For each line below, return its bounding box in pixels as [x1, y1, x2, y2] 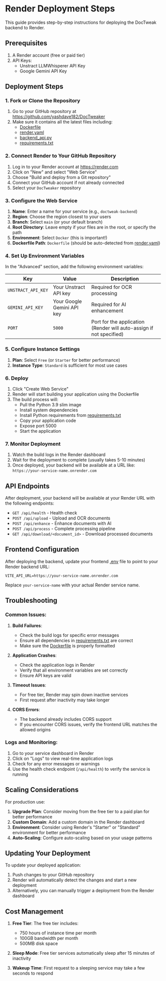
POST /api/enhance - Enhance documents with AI [12, 520, 112, 526]
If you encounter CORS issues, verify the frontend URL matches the [19, 721, 158, 727]
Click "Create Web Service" [12, 386, 69, 392]
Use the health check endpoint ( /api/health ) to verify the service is [12, 766, 151, 772]
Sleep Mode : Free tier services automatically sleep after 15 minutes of [12, 950, 155, 956]
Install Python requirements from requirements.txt [19, 412, 121, 418]
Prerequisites [5, 39, 47, 48]
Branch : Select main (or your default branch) [12, 219, 103, 225]
